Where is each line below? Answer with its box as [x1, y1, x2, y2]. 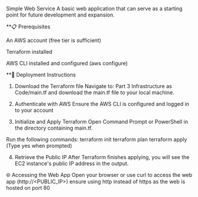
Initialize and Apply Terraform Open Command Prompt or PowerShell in [14, 118, 188, 125]
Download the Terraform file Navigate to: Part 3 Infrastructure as [14, 83, 173, 89]
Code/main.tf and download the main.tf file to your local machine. [14, 89, 174, 96]
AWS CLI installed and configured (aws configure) [6, 60, 128, 67]
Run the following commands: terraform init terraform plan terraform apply [6, 136, 187, 143]
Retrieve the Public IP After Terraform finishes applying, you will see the [14, 154, 190, 160]
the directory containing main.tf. [14, 124, 93, 131]
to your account [14, 106, 54, 114]
